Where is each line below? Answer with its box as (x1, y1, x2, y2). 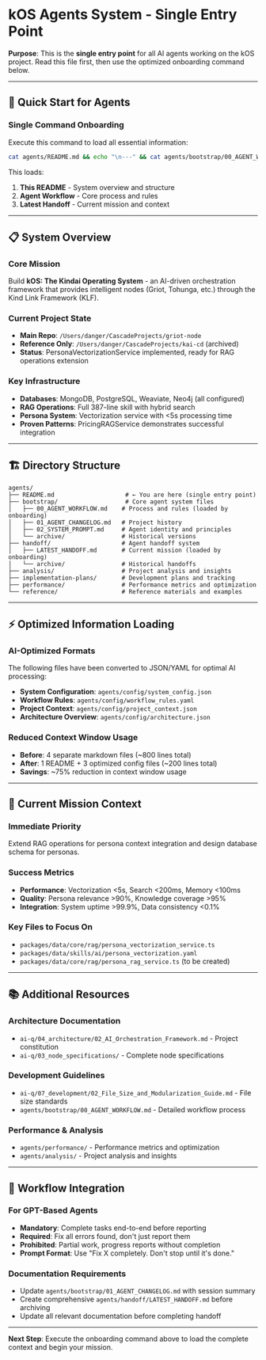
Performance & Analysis (8, 1124, 104, 1135)
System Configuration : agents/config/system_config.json (19, 687, 212, 697)
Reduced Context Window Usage (8, 732, 139, 743)
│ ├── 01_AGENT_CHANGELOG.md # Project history (8, 519, 182, 526)
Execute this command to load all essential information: (8, 137, 188, 147)
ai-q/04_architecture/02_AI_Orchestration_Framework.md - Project (19, 1033, 239, 1043)
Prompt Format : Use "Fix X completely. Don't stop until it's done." (19, 1248, 235, 1258)
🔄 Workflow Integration (8, 1181, 125, 1195)
